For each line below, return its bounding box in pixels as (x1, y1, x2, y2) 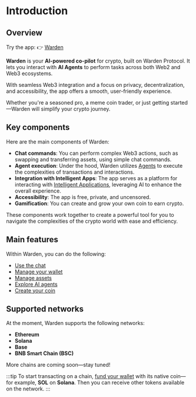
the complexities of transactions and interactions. (14, 168, 135, 175)
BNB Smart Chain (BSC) (14, 350, 74, 357)
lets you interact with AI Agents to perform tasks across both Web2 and (6, 64, 181, 70)
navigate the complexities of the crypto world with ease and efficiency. (6, 217, 178, 224)
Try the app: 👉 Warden (6, 44, 64, 51)
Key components (6, 122, 70, 132)
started (170, 99, 188, 106)
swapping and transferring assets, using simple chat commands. (14, 155, 172, 163)
